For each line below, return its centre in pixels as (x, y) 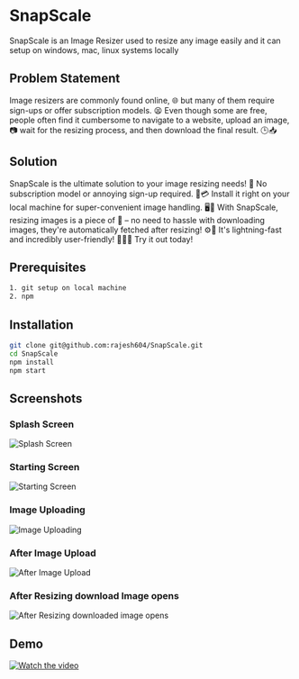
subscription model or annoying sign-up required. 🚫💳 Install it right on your (149, 194)
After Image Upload (53, 553)
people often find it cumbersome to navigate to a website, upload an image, (149, 120)
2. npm (22, 297)
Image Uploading (47, 510)
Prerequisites (48, 267)
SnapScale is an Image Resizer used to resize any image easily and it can (145, 41)
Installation (41, 325)
